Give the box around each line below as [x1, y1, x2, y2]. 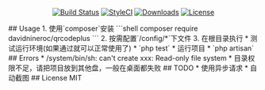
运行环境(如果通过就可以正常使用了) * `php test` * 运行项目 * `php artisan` [14, 43, 255, 53]
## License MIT [30, 73, 83, 82]
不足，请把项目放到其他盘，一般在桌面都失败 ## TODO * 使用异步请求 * [14, 63, 248, 73]
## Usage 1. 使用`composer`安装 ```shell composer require [8, 24, 198, 33]
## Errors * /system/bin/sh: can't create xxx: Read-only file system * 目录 [8, 54, 248, 62]
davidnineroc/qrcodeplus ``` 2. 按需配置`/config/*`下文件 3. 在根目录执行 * [8, 34, 249, 43]
